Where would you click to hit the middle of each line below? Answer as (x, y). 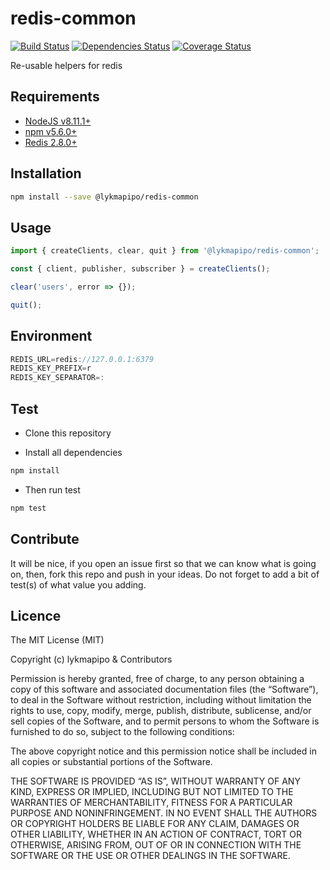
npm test (28, 508)
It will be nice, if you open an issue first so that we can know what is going (163, 563)
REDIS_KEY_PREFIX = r (51, 368)
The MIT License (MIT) (57, 640)
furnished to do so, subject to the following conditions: (122, 732)
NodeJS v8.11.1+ (58, 121)
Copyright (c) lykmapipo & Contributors (91, 659)
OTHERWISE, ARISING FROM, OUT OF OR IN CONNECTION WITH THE (156, 845)
